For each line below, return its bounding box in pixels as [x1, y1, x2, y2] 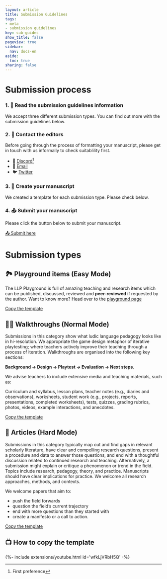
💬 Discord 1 [12, 157, 34, 164]
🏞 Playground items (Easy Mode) [5, 269, 111, 278]
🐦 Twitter [12, 168, 33, 174]
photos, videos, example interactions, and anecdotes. [5, 404, 115, 410]
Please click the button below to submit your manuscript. [5, 220, 122, 226]
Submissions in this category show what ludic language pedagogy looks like [5, 333, 162, 339]
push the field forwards [12, 497, 61, 503]
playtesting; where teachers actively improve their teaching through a [5, 343, 148, 349]
